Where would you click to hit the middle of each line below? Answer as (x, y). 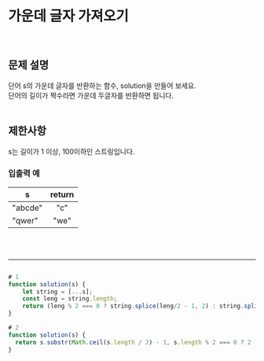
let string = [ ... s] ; (57, 292)
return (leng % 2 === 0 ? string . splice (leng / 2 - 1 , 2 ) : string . (133, 306)
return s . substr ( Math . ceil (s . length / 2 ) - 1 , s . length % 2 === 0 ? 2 (133, 342)
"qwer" (25, 220)
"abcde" (27, 208)
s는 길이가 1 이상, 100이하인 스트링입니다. (71, 151)
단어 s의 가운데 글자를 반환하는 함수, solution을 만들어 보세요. (102, 85)
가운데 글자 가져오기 (69, 16)
